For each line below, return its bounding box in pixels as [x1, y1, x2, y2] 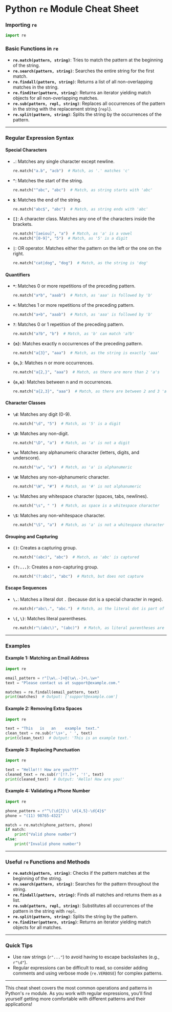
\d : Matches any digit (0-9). [12, 411, 72, 417]
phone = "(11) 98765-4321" [5, 813, 63, 818]
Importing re [5, 22, 37, 29]
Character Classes [5, 400, 46, 406]
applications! [5, 1001, 32, 1007]
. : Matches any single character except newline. [12, 158, 115, 164]
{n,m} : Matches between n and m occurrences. [12, 378, 113, 385]
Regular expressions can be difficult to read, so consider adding [12, 964, 148, 971]
